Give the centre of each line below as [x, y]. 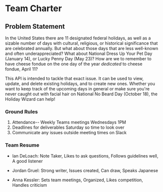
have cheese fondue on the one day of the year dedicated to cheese [74, 64]
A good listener [27, 161]
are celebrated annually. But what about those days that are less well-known [81, 48]
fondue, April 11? [21, 69]
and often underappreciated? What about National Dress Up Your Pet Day [79, 53]
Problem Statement [35, 26]
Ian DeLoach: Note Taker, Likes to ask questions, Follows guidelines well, [85, 156]
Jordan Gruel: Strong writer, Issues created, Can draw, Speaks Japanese [85, 170]
